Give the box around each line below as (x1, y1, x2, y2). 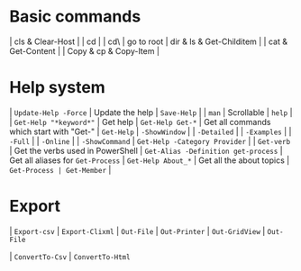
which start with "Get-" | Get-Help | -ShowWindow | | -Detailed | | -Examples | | (9, 126, 292, 137)
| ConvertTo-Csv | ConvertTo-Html (9, 250, 131, 262)
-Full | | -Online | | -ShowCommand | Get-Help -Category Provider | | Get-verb (9, 135, 291, 146)
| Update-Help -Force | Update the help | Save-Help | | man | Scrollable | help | (9, 106, 293, 118)
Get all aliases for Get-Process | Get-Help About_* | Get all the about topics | (9, 155, 290, 166)
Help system (9, 77, 105, 98)
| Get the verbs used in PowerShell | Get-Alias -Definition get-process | (9, 145, 283, 156)
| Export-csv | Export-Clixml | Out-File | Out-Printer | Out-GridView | (9, 225, 266, 236)
